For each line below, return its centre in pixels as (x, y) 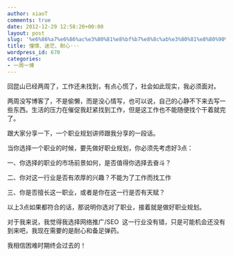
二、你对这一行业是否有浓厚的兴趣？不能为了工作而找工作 (89, 177)
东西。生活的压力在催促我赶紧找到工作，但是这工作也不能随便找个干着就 (116, 109)
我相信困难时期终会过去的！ (47, 245)
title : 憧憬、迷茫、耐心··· (43, 46)
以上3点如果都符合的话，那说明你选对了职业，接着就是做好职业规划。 (106, 207)
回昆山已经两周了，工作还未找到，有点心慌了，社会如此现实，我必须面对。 (113, 86)
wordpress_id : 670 (34, 53)
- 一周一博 (21, 65)
